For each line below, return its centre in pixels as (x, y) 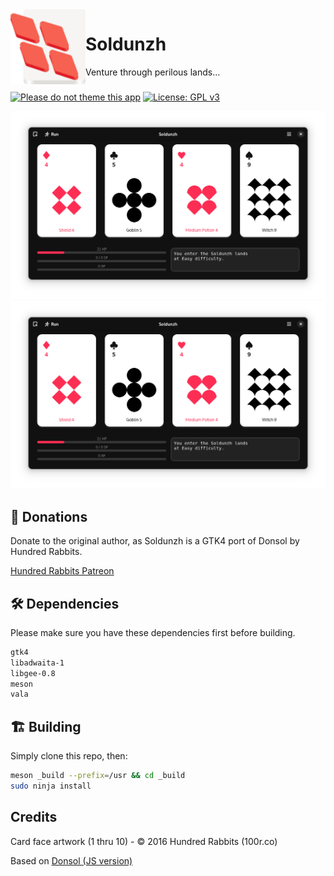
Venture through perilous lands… (153, 72)
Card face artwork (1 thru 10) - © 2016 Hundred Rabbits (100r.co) (144, 841)
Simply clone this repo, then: (69, 756)
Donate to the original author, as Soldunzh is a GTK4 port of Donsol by (155, 541)
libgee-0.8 (33, 673)
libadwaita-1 (37, 663)
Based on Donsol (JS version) (71, 860)
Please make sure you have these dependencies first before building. (153, 632)
